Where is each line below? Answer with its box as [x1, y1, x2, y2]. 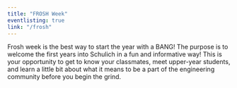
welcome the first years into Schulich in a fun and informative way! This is [7, 50, 223, 58]
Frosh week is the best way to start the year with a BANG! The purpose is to [7, 43, 229, 51]
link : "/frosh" [7, 23, 52, 30]
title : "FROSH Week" [7, 10, 69, 18]
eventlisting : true [7, 17, 65, 24]
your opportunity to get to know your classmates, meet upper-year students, [7, 58, 231, 66]
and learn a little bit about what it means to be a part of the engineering [7, 65, 215, 74]
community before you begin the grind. [7, 73, 122, 81]
